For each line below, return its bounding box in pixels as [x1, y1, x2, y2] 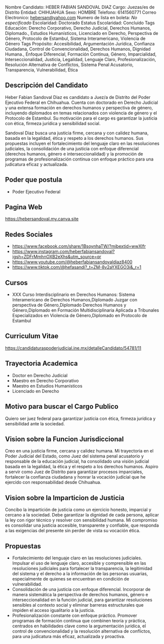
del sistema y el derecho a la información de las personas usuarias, [12, 571, 148, 577]
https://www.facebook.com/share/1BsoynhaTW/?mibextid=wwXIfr [12, 243, 146, 249]
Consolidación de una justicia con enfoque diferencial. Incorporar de [12, 586, 151, 592]
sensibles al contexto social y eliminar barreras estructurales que [12, 602, 144, 608]
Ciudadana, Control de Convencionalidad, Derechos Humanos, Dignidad [5, 46, 151, 52]
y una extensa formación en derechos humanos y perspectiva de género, [5, 104, 153, 110]
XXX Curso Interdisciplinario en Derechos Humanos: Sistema [12, 291, 136, 297]
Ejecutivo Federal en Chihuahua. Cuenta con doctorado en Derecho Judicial [5, 99, 158, 105]
